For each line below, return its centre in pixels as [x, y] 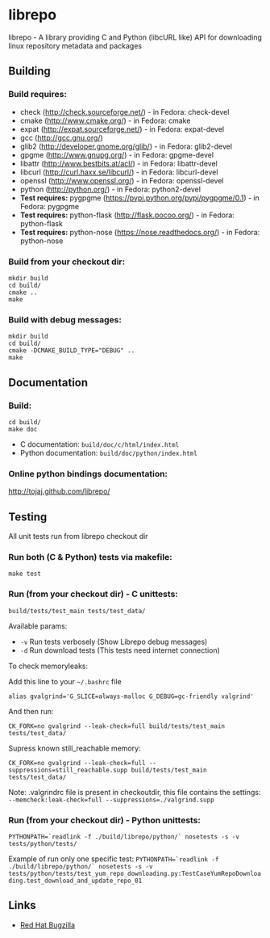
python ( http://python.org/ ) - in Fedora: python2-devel [110, 189]
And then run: [31, 711]
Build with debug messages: [65, 319]
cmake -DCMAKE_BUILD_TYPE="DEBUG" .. [72, 351]
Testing [28, 517]
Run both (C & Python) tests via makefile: [90, 557]
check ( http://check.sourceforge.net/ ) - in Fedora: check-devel [125, 111]
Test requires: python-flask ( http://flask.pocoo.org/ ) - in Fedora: [127, 215]
